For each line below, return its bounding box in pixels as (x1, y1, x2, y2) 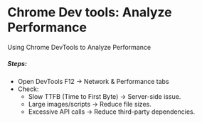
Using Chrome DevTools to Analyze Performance (7, 43, 151, 51)
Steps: (7, 59, 27, 68)
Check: (17, 85, 39, 93)
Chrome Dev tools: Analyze (7, 4, 172, 21)
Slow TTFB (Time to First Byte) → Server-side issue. (28, 92, 181, 100)
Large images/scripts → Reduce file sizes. (28, 100, 151, 108)
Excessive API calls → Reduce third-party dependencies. (28, 107, 196, 116)
